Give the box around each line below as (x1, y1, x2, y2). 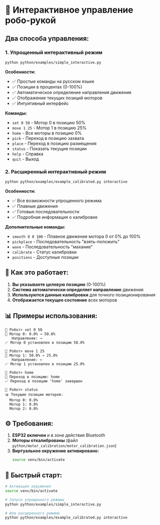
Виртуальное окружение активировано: (12, 448, 99, 454)
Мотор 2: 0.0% (9, 406, 38, 411)
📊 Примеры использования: (5, 312, 98, 320)
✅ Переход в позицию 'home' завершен (5, 379, 83, 384)
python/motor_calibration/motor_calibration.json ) (12, 443, 117, 449)
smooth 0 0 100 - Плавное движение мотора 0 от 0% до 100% (12, 233, 141, 239)
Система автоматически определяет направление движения (12, 286, 144, 293)
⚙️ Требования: (5, 419, 54, 428)
